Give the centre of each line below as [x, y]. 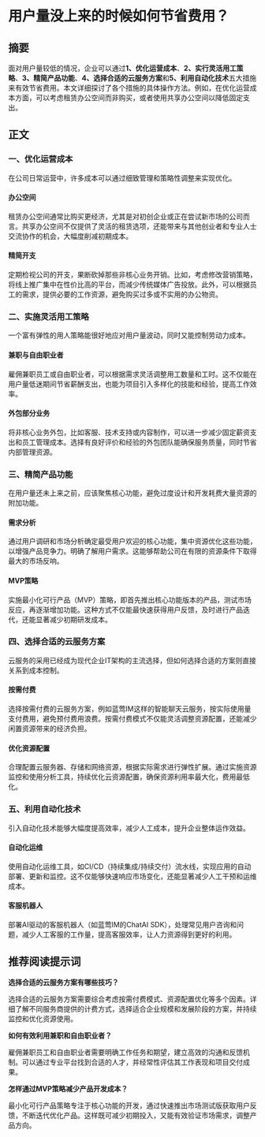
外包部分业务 [29, 413]
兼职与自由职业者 [36, 355]
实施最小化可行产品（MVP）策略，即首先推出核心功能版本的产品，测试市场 [130, 599]
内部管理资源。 [32, 452]
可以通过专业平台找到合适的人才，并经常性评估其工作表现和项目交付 [132, 1062]
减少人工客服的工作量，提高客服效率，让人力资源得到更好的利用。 [129, 934]
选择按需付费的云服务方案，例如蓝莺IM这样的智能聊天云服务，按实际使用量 [130, 709]
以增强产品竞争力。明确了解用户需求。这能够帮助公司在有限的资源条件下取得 [132, 551]
